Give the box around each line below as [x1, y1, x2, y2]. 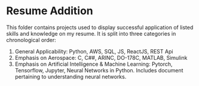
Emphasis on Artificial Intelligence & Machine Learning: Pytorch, [14, 60, 173, 68]
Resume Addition [6, 4, 94, 18]
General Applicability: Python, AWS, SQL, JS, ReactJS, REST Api [14, 47, 173, 55]
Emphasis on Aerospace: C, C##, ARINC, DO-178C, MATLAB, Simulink [14, 54, 188, 61]
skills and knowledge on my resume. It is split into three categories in [6, 30, 176, 37]
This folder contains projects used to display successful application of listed [6, 24, 194, 31]
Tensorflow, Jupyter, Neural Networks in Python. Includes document [14, 66, 183, 74]
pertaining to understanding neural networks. [14, 73, 127, 80]
